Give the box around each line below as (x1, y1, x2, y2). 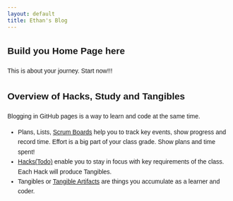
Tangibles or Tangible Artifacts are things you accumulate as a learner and (17, 178, 220, 185)
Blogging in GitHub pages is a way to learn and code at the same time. (7, 112, 201, 120)
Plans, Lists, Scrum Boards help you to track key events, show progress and (17, 128, 227, 136)
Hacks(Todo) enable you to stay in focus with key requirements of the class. (17, 158, 225, 166)
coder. (17, 188, 35, 195)
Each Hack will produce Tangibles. (17, 167, 112, 176)
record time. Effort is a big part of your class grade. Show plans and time (17, 138, 215, 146)
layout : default (7, 10, 55, 18)
